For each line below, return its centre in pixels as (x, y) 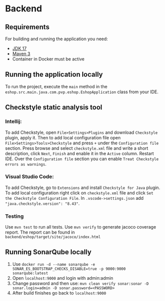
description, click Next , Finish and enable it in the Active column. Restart (80, 153)
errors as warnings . (26, 164)
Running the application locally (54, 75)
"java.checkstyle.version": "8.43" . (43, 203)
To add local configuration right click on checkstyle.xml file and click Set (79, 193)
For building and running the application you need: (56, 39)
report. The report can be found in (40, 232)
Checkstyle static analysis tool (54, 107)
